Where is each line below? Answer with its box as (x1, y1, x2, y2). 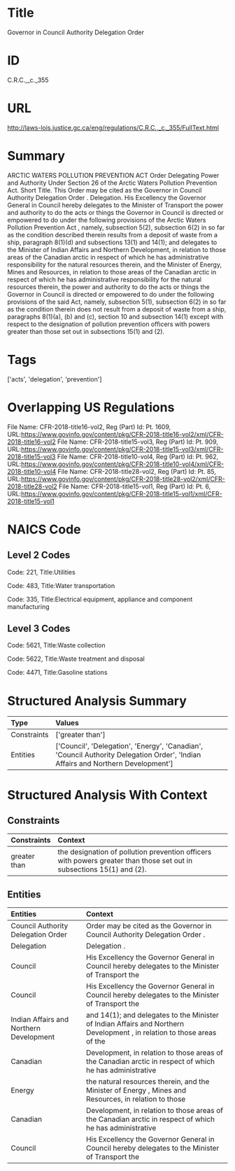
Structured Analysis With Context (7, 787, 208, 803)
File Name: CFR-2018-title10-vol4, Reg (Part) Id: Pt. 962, (57, 452, 219, 461)
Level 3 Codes (7, 623, 71, 635)
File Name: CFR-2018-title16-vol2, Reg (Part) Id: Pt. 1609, (7, 422, 171, 431)
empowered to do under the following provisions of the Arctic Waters (7, 216, 206, 224)
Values (55, 718, 79, 728)
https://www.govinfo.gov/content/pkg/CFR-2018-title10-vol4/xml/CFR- (20, 460, 225, 468)
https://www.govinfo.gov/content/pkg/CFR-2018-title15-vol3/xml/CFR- (20, 444, 224, 453)
